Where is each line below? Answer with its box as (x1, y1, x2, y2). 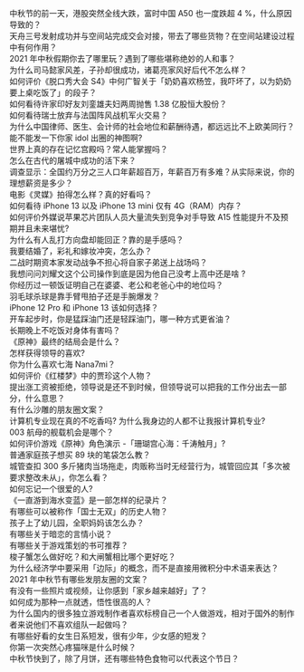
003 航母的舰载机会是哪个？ (9, 427, 115, 437)
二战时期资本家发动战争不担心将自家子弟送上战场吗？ (9, 257, 208, 267)
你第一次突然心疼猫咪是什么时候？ (9, 642, 137, 652)
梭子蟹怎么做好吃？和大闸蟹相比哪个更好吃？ (9, 552, 176, 562)
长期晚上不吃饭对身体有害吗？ (9, 325, 120, 335)
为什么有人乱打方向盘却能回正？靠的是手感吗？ (9, 235, 184, 245)
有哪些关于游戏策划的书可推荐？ (9, 540, 128, 551)
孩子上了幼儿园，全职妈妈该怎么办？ (9, 517, 145, 528)
